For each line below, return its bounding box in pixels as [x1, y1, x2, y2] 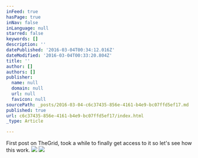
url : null [11, 91, 35, 97]
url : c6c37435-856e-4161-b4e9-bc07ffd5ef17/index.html [6, 113, 144, 119]
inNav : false [6, 19, 38, 25]
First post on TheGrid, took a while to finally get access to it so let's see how [6, 140, 192, 147]
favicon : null [11, 96, 46, 102]
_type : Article [6, 119, 44, 124]
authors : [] [6, 69, 35, 75]
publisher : [6, 74, 33, 80]
